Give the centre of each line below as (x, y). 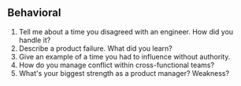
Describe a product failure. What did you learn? (95, 48)
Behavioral (34, 13)
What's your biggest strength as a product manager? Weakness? (124, 73)
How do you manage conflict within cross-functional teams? (116, 65)
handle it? (35, 40)
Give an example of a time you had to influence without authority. (124, 56)
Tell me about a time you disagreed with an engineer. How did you (126, 31)
